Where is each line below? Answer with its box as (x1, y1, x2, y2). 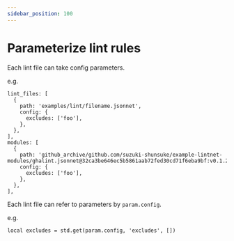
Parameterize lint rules (7, 40, 141, 56)
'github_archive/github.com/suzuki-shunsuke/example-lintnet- (38, 151, 223, 158)
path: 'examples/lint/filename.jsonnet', (19, 102, 141, 109)
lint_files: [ (7, 90, 49, 98)
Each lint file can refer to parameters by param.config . (7, 200, 162, 208)
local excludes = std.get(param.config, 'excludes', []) (7, 227, 176, 234)
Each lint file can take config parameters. (7, 63, 125, 72)
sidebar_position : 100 (7, 10, 73, 17)
